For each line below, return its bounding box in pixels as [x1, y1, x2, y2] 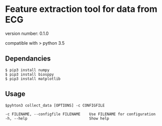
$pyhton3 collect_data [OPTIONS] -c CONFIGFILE [5, 103, 105, 108]
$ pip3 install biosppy [5, 72, 54, 77]
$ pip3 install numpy [5, 67, 50, 72]
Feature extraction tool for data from [5, 3, 158, 15]
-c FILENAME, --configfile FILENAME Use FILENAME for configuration [5, 112, 156, 117]
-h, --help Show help [5, 116, 110, 121]
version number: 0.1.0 [5, 30, 49, 36]
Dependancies [5, 55, 51, 63]
